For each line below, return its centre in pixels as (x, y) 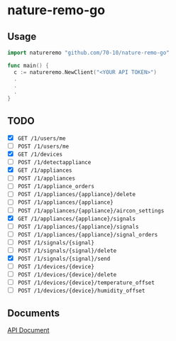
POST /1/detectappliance (54, 163)
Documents (34, 313)
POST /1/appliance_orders (56, 187)
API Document (28, 330)
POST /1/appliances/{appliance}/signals (78, 227)
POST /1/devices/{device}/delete (67, 275)
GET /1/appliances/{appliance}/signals (77, 219)
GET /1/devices (40, 155)
